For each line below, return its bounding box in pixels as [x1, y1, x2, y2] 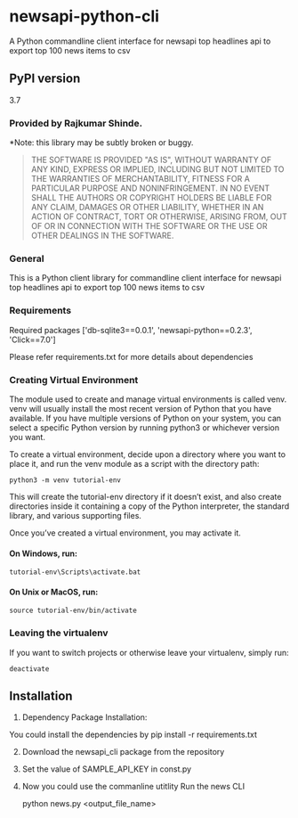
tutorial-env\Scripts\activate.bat [9, 568, 141, 577]
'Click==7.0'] [9, 334, 56, 345]
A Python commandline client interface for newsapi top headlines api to [9, 36, 271, 46]
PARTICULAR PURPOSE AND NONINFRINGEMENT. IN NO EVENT [30, 183, 270, 193]
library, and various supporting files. [9, 510, 142, 520]
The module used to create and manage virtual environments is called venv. [9, 394, 287, 405]
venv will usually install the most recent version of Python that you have [9, 403, 272, 413]
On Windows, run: [9, 548, 78, 559]
